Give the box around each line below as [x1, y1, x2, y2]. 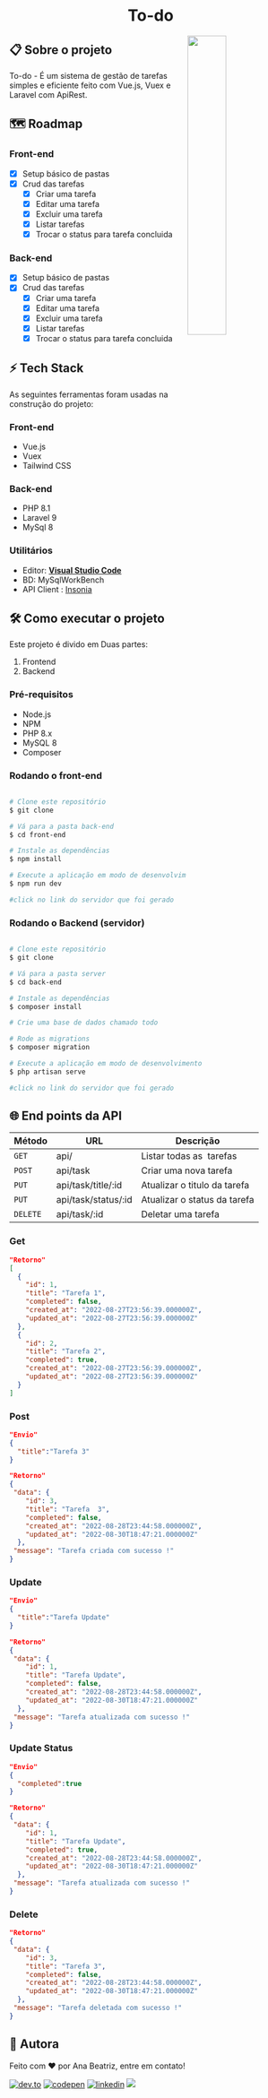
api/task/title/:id [56, 1179, 123, 1192]
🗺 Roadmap [9, 117, 83, 132]
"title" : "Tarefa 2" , [25, 1347, 106, 1356]
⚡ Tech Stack [9, 360, 84, 376]
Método [13, 1135, 48, 1147]
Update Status [9, 1742, 73, 1755]
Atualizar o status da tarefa [141, 1194, 255, 1206]
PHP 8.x [22, 728, 53, 738]
